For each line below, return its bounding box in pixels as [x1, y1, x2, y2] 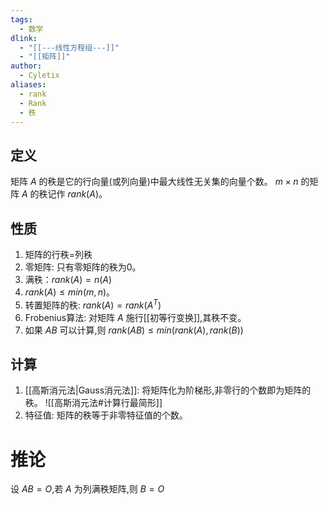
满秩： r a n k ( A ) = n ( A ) [24, 274, 113, 285]
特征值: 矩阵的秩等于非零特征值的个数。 [24, 409, 188, 421]
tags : [10, 14, 33, 25]
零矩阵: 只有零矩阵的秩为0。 [24, 261, 142, 273]
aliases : [10, 80, 47, 90]
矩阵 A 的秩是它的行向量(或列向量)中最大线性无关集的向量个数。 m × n [10, 176, 299, 188]
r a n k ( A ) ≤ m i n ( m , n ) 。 [24, 286, 116, 298]
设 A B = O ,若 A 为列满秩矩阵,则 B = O [10, 483, 165, 495]
